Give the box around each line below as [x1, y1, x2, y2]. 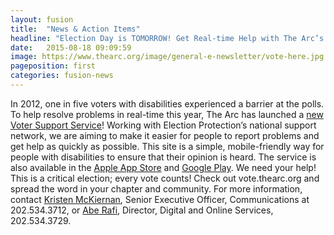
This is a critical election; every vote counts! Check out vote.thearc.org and [10, 172, 320, 184]
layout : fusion [10, 14, 74, 25]
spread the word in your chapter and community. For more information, [10, 182, 303, 195]
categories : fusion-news [10, 71, 114, 81]
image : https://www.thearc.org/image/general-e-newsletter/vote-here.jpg [10, 52, 325, 62]
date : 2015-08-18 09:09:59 [10, 42, 132, 53]
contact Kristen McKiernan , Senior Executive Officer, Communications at [10, 193, 310, 205]
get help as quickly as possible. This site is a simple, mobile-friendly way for [10, 140, 325, 152]
